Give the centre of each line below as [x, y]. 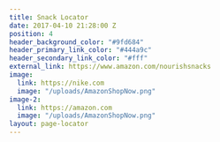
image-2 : [25, 99]
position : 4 [31, 34]
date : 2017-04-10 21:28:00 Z [63, 26]
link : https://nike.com [61, 83]
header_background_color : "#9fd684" [76, 42]
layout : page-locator [49, 124]
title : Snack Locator [49, 17]
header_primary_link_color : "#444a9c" [80, 50]
